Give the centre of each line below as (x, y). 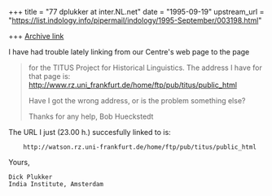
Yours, (19, 162)
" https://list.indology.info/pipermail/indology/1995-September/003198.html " (135, 20)
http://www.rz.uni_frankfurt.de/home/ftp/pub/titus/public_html (133, 85)
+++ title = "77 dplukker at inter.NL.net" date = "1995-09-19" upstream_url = (136, 12)
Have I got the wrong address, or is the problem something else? (137, 100)
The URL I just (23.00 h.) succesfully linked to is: (90, 132)
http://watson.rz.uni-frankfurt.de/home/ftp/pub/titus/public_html (140, 147)
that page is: (49, 76)
